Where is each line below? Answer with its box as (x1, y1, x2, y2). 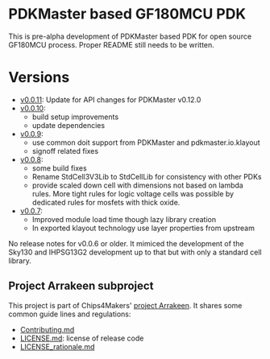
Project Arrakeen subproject (8, 279, 154, 293)
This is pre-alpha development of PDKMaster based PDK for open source (8, 31, 252, 41)
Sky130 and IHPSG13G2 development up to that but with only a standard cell (8, 247, 262, 257)
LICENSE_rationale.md (19, 341, 95, 351)
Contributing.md (19, 324, 75, 334)
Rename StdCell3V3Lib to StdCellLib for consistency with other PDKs (31, 171, 262, 181)
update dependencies (31, 120, 106, 130)
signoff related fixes (31, 146, 99, 155)
